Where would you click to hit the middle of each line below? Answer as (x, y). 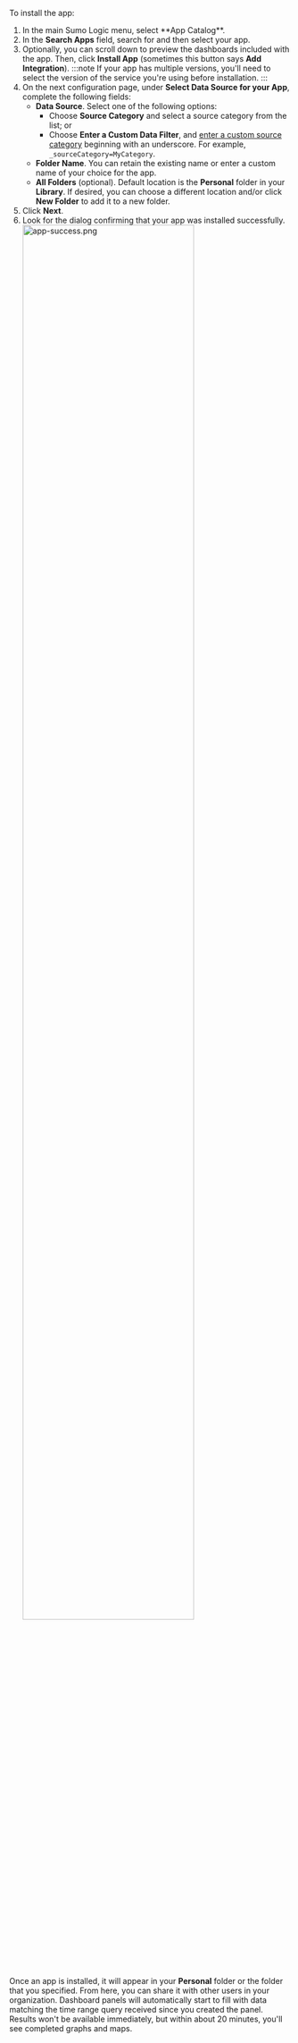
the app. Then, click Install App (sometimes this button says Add (141, 59)
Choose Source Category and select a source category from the (168, 116)
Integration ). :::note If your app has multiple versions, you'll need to (146, 68)
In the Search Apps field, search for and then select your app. (136, 40)
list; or (60, 125)
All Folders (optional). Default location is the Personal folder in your (160, 182)
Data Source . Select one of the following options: (126, 106)
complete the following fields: (76, 97)
